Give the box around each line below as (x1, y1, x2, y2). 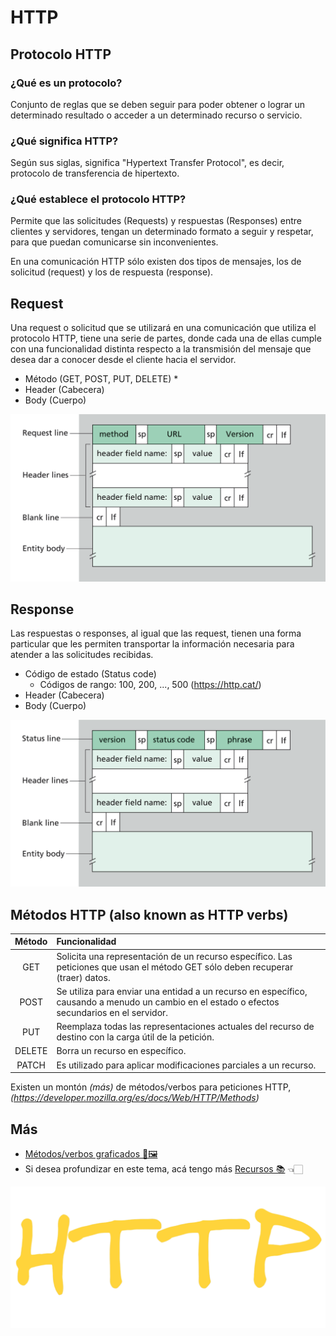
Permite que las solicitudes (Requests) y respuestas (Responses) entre (10, 215, 303, 227)
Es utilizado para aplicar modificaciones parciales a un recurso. (56, 1059, 317, 1071)
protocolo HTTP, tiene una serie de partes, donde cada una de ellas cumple (10, 332, 322, 345)
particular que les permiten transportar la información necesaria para (10, 638, 295, 650)
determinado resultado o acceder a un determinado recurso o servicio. (10, 109, 303, 121)
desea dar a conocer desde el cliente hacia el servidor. (10, 354, 237, 366)
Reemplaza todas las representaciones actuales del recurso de (56, 1021, 315, 1033)
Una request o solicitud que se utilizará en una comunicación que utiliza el (10, 322, 317, 334)
